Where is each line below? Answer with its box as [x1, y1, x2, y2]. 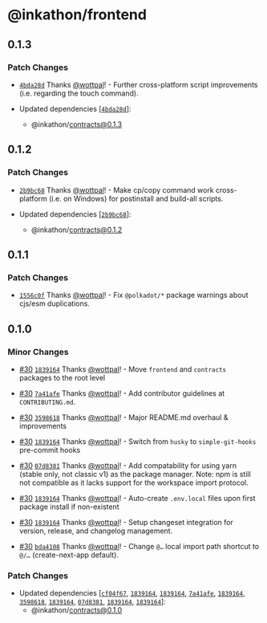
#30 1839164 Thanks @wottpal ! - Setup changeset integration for [18, 517, 233, 527]
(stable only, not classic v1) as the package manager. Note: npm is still [18, 469, 252, 478]
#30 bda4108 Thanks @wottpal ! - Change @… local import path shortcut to [18, 541, 260, 551]
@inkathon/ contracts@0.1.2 [30, 225, 123, 234]
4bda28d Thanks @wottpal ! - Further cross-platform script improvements [18, 79, 258, 89]
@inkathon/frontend [7, 6, 148, 24]
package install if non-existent [18, 502, 119, 511]
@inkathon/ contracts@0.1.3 [30, 119, 122, 129]
